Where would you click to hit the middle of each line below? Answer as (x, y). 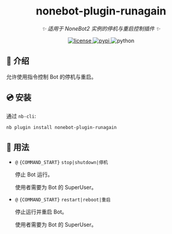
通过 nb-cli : (21, 116)
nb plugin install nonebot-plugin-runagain (62, 127)
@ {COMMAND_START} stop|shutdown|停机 (61, 163)
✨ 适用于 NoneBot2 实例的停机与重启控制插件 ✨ (101, 28)
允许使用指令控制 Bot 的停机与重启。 (52, 77)
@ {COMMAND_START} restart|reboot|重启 (63, 200)
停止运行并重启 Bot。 (41, 212)
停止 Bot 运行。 (34, 175)
